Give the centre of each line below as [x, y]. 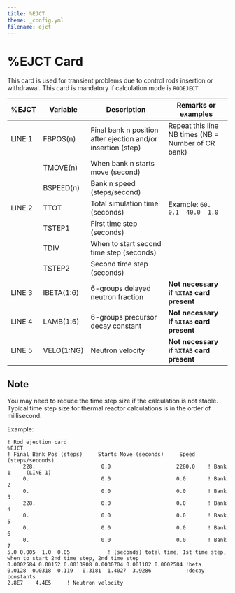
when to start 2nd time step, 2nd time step [73, 559]
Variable [63, 110]
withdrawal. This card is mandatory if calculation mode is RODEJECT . [104, 88]
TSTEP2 [56, 269]
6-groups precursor [124, 317]
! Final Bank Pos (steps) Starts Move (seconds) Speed [101, 455]
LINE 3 [22, 293]
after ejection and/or [124, 139]
